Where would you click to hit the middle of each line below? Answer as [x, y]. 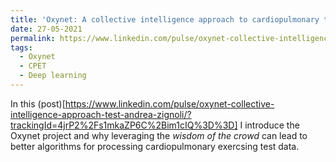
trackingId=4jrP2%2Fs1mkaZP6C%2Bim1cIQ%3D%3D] [124, 125]
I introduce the [269, 125]
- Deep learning [53, 76]
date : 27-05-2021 [46, 29]
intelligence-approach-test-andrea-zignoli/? [101, 114]
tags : [21, 47]
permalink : [33, 38]
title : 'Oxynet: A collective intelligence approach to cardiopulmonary [165, 19]
